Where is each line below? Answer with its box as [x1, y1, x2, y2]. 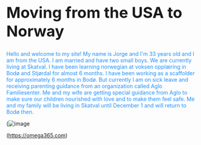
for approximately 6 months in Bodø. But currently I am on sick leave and [6, 76, 188, 83]
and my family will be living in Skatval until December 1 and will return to [6, 101, 187, 109]
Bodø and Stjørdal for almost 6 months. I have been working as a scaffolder [6, 69, 196, 76]
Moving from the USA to [6, 3, 183, 22]
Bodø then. [6, 108, 34, 115]
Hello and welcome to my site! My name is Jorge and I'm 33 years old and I [6, 50, 194, 57]
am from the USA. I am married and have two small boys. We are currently [6, 56, 192, 64]
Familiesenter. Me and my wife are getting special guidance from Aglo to [6, 89, 188, 96]
